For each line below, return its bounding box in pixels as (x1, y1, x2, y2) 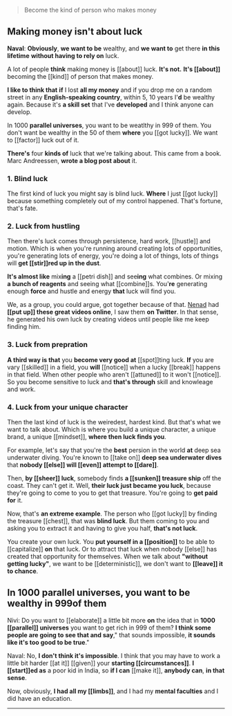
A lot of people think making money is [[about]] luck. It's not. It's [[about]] (7, 65, 221, 73)
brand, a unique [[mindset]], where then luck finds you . (7, 433, 167, 441)
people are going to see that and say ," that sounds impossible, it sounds (7, 630, 216, 639)
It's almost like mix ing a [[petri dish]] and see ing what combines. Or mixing (7, 272, 223, 281)
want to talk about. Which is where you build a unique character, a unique (7, 425, 216, 433)
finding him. (7, 323, 41, 331)
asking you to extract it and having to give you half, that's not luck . (7, 525, 198, 532)
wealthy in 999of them (7, 598, 107, 610)
